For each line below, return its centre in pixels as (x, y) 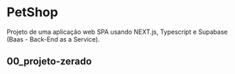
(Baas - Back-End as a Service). (53, 39)
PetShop (32, 12)
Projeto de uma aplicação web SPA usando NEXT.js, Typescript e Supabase (117, 32)
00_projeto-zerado (49, 62)
